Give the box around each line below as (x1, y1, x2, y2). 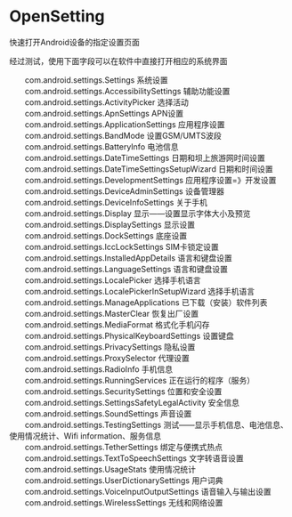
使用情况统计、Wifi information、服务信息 (9, 430, 162, 441)
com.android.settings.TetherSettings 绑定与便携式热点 (24, 441, 223, 452)
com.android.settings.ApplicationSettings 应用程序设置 (24, 118, 225, 130)
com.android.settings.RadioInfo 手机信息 (24, 363, 174, 375)
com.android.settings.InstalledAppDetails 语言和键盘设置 (24, 252, 233, 263)
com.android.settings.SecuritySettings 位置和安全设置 (24, 385, 223, 397)
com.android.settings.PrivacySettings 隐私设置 (24, 341, 196, 352)
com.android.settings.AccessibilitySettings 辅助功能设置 (24, 85, 231, 96)
